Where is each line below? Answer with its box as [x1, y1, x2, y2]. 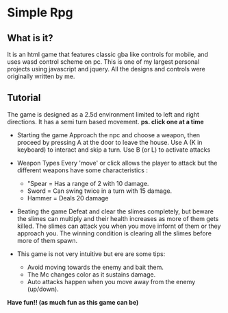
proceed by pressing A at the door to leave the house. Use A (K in [16, 138, 203, 146]
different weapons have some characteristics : [16, 166, 149, 174]
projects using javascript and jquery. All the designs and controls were [7, 65, 205, 73]
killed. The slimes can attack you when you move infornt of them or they [16, 222, 221, 230]
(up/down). [27, 285, 60, 293]
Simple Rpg [7, 5, 73, 21]
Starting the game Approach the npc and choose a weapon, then [16, 130, 201, 139]
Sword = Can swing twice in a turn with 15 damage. [27, 187, 173, 195]
